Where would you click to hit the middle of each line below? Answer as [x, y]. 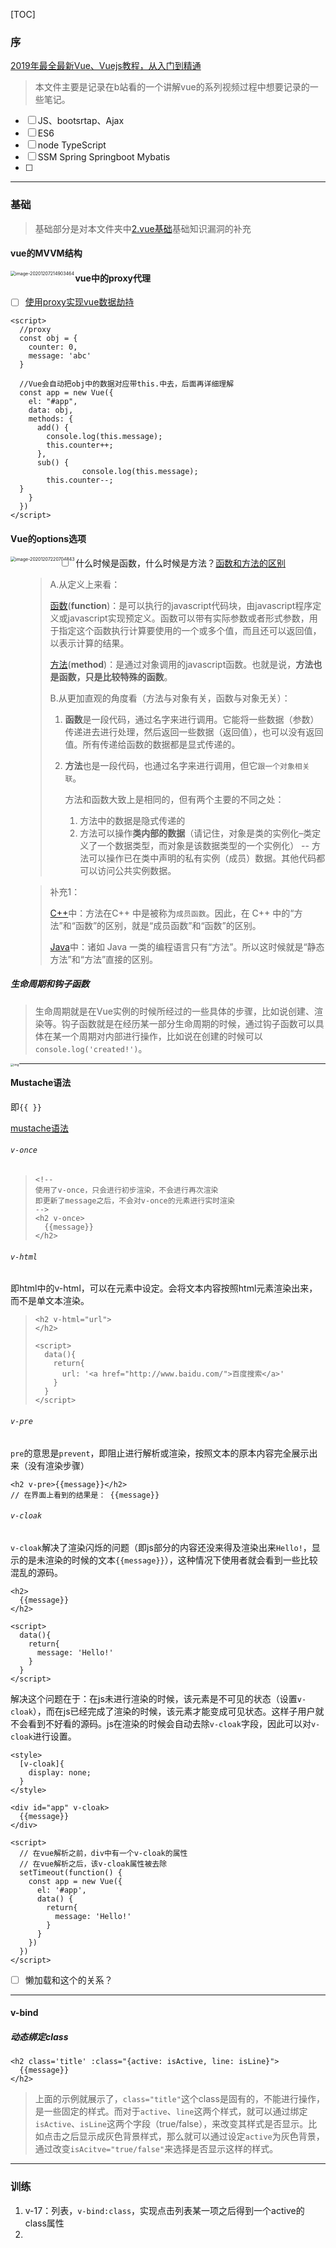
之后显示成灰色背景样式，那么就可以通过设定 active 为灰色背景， [193, 2136]
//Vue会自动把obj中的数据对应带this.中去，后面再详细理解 [127, 384]
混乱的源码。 [36, 1572]
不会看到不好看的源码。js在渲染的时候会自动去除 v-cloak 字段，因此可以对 [161, 1723]
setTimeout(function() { [71, 1872]
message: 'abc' [60, 356]
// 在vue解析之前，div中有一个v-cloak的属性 [103, 1853]
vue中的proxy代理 [112, 278]
